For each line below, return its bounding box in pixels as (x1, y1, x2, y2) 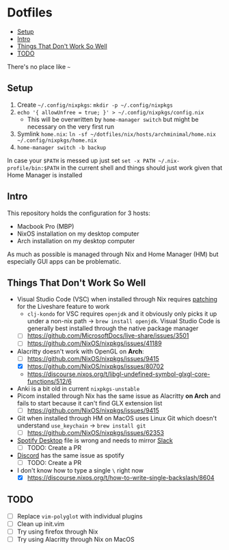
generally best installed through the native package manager (27, 324, 199, 333)
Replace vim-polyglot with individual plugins (16, 512, 143, 520)
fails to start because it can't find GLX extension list (16, 399, 163, 407)
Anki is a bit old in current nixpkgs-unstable (16, 384, 140, 392)
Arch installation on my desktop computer (16, 236, 135, 245)
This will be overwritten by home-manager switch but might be (27, 115, 199, 123)
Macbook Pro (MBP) (16, 222, 75, 230)
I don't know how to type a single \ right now (16, 466, 144, 474)
